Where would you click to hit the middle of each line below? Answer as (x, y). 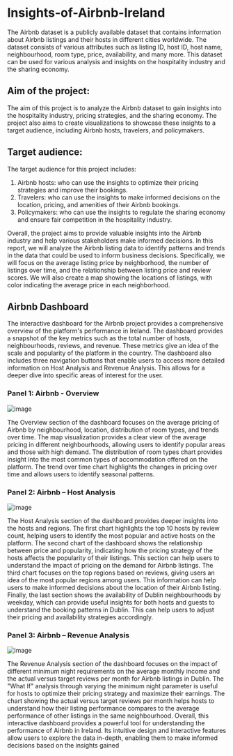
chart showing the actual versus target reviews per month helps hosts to (111, 701)
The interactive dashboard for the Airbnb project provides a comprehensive (115, 324)
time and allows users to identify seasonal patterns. (81, 474)
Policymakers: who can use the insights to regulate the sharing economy (121, 212)
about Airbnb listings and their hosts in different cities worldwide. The (107, 39)
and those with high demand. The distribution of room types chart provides (115, 452)
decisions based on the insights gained (63, 746)
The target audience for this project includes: (72, 169)
